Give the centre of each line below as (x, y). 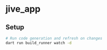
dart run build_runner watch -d (39, 43)
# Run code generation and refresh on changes (54, 38)
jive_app (23, 9)
